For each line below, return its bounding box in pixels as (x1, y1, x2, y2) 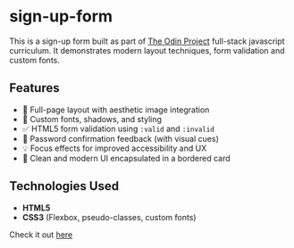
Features (9, 80, 60, 95)
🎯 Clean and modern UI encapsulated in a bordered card (21, 153, 231, 163)
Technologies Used (9, 178, 119, 194)
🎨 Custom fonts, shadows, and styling (21, 113, 163, 124)
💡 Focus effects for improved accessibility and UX (21, 143, 207, 153)
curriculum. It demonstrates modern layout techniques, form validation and (9, 45, 285, 55)
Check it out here (9, 229, 73, 240)
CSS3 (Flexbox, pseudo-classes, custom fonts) (21, 211, 197, 222)
